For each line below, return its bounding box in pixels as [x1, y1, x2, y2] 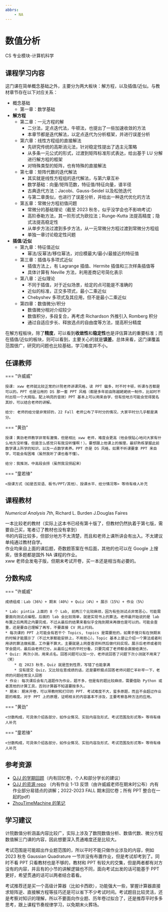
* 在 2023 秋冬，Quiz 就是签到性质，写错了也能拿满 [14, 662, 110, 667]
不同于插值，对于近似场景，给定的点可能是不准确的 [27, 282, 133, 288]
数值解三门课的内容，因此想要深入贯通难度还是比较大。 [5, 836, 119, 843]
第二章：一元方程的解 [19, 119, 64, 125]
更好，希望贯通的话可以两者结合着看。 [5, 872, 84, 878]
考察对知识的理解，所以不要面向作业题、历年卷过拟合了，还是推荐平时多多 [9, 895, 163, 901]
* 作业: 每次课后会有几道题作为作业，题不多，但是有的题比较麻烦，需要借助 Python [5, 678, 156, 683]
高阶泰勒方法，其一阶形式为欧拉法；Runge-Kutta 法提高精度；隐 [27, 213, 160, 219]
